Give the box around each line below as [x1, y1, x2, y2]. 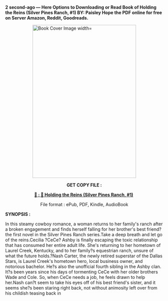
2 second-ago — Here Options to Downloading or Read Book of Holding [5, 5, 157, 10]
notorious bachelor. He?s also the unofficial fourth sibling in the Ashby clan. [5, 263, 161, 269]
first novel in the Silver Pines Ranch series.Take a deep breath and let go [13, 232, 163, 237]
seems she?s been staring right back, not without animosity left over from [5, 285, 158, 290]
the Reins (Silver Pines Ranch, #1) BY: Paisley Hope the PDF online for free [5, 10, 162, 16]
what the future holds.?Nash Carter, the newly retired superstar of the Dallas [5, 253, 163, 259]
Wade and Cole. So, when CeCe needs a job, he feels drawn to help [5, 274, 145, 280]
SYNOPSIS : [5, 211, 31, 217]
